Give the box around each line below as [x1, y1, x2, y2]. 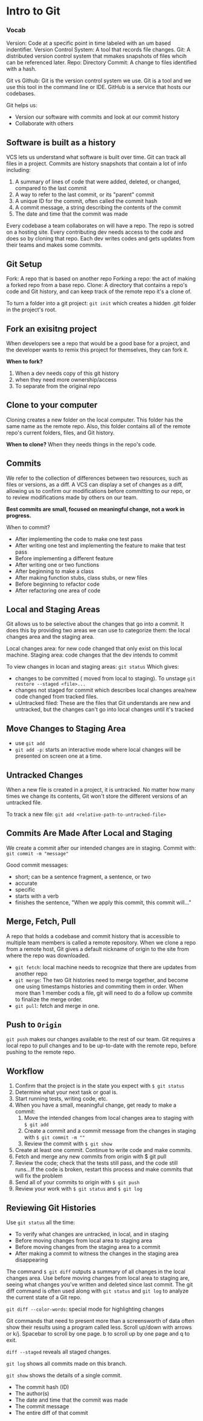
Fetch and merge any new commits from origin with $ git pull [14, 1153, 167, 1161]
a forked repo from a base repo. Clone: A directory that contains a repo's [6, 282, 188, 289]
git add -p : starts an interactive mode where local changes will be [14, 746, 181, 754]
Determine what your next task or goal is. [14, 1088, 118, 1096]
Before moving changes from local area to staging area [14, 1237, 152, 1244]
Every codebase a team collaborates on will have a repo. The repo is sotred [6, 222, 195, 230]
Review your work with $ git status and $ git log [14, 1185, 143, 1193]
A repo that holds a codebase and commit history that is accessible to [6, 932, 180, 939]
